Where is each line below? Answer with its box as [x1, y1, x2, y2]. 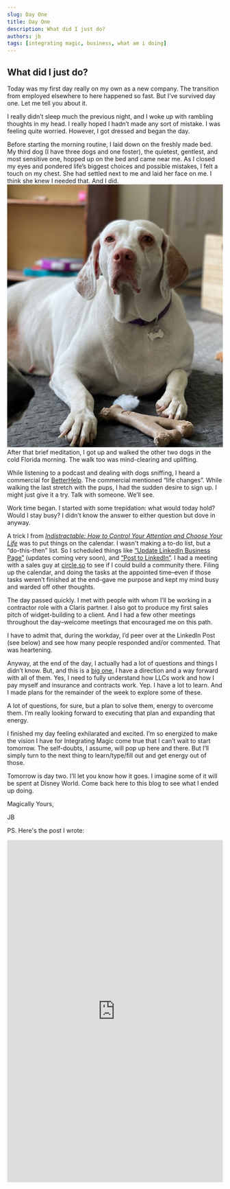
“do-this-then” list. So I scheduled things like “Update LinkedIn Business [7, 546, 211, 554]
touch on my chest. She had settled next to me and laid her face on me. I [7, 169, 212, 178]
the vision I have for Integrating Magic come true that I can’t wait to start [7, 736, 211, 744]
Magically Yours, [7, 799, 54, 808]
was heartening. [7, 646, 53, 654]
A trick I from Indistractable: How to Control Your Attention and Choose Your [7, 532, 222, 540]
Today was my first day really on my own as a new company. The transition [7, 84, 219, 93]
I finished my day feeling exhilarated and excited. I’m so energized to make [7, 729, 218, 738]
